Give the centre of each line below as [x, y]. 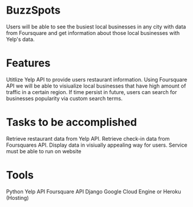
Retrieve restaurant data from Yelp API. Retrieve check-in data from [88, 138]
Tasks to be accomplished [72, 122]
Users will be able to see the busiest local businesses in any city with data [96, 27]
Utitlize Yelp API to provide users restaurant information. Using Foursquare [97, 79]
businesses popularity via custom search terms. [64, 98]
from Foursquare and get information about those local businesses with [93, 33]
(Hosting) [18, 198]
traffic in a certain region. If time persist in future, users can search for [91, 92]
